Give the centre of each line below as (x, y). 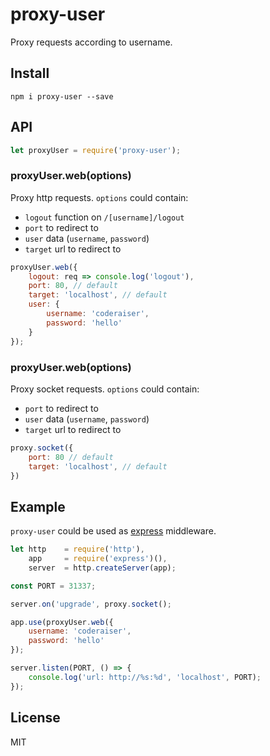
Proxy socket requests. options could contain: (105, 389)
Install (30, 73)
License (35, 718)
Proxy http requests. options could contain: (99, 197)
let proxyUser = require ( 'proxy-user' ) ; (96, 150)
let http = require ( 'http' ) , (77, 549)
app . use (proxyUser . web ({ (62, 622)
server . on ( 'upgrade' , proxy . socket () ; (91, 604)
